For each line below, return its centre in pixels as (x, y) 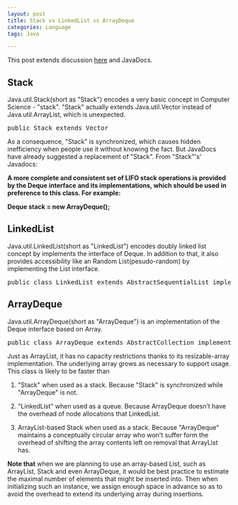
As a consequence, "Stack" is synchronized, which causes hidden (104, 142)
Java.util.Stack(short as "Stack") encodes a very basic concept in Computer (119, 99)
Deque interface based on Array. (55, 329)
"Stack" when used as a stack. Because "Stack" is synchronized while (120, 384)
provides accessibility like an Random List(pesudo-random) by (98, 261)
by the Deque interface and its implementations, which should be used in (117, 186)
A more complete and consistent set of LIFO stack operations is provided (117, 178)
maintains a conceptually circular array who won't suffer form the (113, 435)
